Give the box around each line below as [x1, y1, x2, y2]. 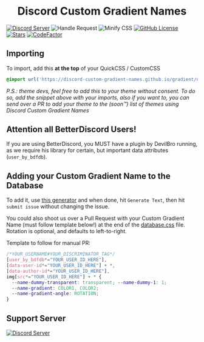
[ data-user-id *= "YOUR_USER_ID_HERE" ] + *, [6, 262, 115, 268]
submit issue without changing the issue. [6, 203, 110, 210]
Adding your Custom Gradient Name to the [6, 171, 171, 181]
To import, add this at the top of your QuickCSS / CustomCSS [6, 64, 161, 72]
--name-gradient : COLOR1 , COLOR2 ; [12, 285, 99, 291]
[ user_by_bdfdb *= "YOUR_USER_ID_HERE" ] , [6, 257, 107, 263]
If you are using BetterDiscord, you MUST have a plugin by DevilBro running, [6, 140, 198, 148]
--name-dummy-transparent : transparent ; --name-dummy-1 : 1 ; [12, 279, 167, 286]
